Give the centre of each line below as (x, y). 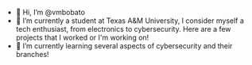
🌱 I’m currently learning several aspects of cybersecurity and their (124, 46)
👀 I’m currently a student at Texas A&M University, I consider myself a (130, 21)
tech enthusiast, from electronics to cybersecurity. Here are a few (124, 29)
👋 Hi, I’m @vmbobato (50, 12)
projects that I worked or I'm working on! (82, 37)
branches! (32, 54)
